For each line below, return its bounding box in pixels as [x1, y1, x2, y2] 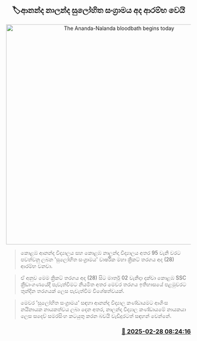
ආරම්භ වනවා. [20, 262, 53, 269]
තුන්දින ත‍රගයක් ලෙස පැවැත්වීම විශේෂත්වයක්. [20, 287, 125, 294]
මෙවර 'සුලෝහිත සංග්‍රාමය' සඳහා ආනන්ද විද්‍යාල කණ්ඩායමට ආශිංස [20, 299, 168, 306]
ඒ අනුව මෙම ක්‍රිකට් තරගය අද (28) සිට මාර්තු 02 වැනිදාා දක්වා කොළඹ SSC [20, 274, 186, 281]
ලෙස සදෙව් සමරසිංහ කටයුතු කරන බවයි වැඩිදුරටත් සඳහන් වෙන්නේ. [20, 312, 172, 319]
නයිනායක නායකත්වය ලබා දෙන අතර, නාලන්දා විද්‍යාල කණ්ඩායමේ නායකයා [20, 305, 186, 313]
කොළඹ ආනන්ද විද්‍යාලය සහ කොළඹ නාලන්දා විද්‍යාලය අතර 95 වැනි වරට [20, 249, 181, 256]
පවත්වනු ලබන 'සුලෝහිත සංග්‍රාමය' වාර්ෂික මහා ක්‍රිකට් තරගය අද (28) [20, 255, 175, 263]
